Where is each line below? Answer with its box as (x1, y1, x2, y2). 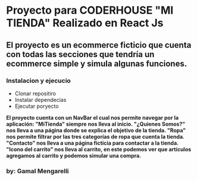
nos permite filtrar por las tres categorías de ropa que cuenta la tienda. (6, 133, 185, 140)
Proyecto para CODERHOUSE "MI (6, 4, 174, 17)
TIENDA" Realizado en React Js (6, 16, 164, 30)
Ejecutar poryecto (14, 102, 59, 110)
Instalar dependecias (14, 96, 67, 103)
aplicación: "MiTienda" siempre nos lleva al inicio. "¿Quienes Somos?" (6, 120, 186, 127)
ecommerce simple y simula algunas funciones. (6, 58, 187, 68)
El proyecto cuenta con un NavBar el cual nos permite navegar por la (6, 114, 179, 121)
